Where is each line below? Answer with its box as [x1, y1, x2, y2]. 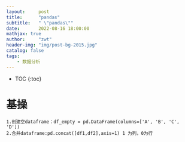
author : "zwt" [6, 36, 52, 42]
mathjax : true [6, 31, 42, 37]
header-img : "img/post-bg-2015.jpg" [6, 42, 98, 48]
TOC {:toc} [14, 75, 42, 82]
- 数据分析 [17, 58, 41, 64]
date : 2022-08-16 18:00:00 [6, 25, 90, 32]
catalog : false [6, 48, 44, 54]
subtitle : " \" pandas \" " [6, 20, 74, 26]
